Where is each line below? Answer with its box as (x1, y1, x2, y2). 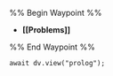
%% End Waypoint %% (9, 42, 95, 52)
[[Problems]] (21, 25, 71, 34)
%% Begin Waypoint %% (9, 8, 102, 18)
